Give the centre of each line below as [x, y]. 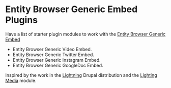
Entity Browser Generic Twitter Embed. [53, 55]
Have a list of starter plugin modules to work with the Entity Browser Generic [85, 34]
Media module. [21, 80]
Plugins [22, 20]
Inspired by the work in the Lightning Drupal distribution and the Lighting [81, 75]
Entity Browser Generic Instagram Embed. [56, 60]
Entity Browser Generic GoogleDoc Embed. [58, 65]
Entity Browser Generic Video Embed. [52, 49]
